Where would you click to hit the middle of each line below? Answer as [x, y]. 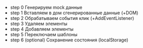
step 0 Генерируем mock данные [46, 7]
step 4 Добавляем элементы [42, 29]
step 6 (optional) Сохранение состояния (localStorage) [69, 40]
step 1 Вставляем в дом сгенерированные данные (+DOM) [74, 13]
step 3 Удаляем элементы [39, 23]
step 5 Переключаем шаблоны [44, 34]
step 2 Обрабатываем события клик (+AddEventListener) [72, 18]
